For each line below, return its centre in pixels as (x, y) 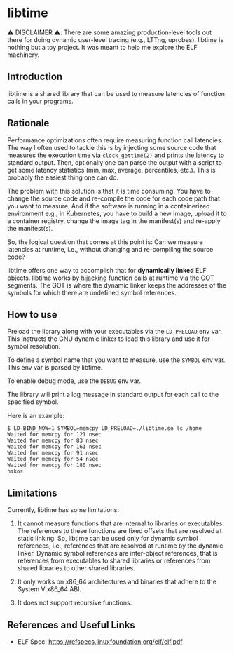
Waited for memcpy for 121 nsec (54, 435)
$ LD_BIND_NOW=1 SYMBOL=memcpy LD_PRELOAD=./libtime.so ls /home (104, 429)
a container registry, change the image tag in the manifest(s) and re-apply (114, 221)
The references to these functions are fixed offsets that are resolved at (119, 531)
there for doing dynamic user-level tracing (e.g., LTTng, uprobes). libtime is (116, 39)
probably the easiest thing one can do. (63, 177)
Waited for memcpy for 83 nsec (53, 441)
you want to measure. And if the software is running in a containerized (109, 206)
